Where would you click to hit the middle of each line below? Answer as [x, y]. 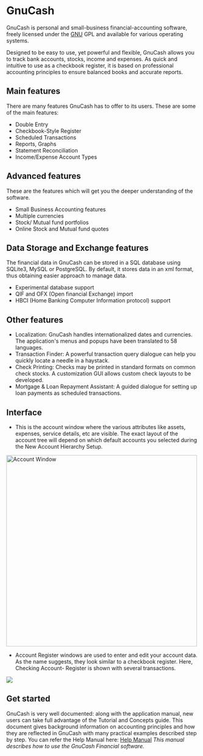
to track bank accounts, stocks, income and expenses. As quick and [92, 59]
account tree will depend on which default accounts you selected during [106, 440]
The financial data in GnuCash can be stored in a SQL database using [94, 263]
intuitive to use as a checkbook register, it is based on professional [90, 65]
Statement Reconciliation [46, 150]
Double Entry [32, 124]
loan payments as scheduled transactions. [68, 393]
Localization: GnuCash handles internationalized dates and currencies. [104, 335]
